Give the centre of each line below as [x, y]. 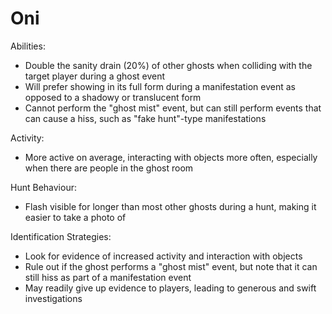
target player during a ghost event [95, 76]
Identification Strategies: [61, 236]
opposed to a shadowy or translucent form [113, 97]
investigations [53, 298]
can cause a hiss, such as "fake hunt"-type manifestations [145, 118]
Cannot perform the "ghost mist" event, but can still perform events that [173, 108]
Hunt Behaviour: [43, 187]
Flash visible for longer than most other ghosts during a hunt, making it [170, 206]
